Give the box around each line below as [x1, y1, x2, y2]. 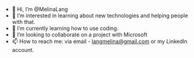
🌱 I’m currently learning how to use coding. [11, 25, 119, 32]
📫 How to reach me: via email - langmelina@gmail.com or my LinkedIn [11, 38, 188, 45]
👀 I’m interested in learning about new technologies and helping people [11, 12, 188, 19]
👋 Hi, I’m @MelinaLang [11, 6, 68, 13]
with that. [11, 19, 35, 25]
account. [11, 47, 34, 53]
